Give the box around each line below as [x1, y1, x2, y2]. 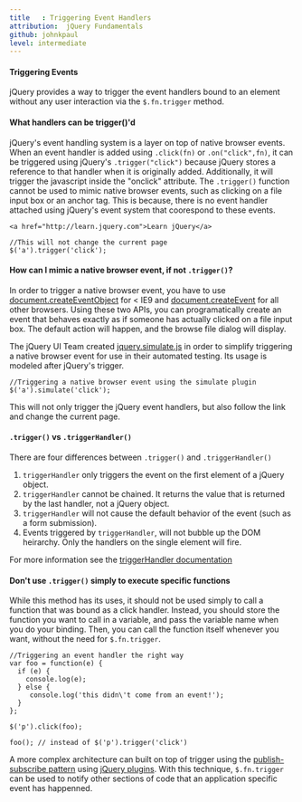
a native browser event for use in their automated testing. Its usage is [9, 350, 268, 361]
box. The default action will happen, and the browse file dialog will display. [9, 323, 287, 334]
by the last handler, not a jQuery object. [22, 499, 170, 510]
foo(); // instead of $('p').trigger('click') [9, 739, 188, 748]
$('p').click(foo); [9, 722, 83, 731]
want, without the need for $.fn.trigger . [9, 634, 161, 644]
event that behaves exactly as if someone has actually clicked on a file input [9, 313, 293, 324]
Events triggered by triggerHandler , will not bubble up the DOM [22, 527, 261, 539]
